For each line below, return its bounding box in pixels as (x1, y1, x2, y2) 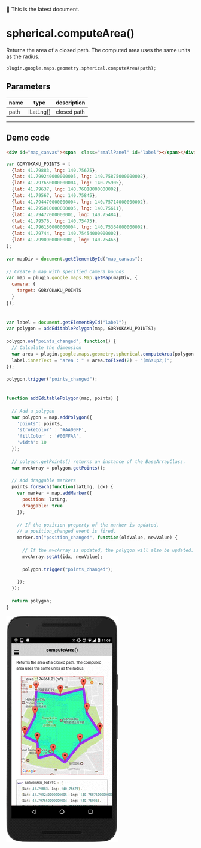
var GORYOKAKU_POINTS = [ (6, 161, 71, 167)
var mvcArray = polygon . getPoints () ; (11, 465, 106, 471)
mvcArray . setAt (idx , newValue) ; (22, 553, 103, 560)
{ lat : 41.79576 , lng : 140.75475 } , (11, 218, 98, 224)
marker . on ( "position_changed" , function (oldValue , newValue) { (17, 535, 178, 541)
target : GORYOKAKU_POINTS (17, 288, 82, 294)
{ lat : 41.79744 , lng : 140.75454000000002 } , (11, 231, 121, 237)
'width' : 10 (17, 440, 47, 446)
